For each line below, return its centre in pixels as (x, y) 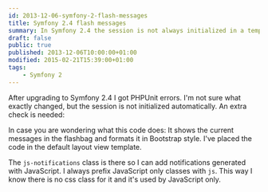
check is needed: (37, 114)
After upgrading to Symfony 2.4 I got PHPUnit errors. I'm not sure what (125, 97)
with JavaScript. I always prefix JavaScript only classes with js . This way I (130, 170)
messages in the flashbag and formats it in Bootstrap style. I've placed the (130, 138)
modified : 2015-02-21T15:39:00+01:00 (71, 61)
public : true (30, 45)
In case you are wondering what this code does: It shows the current (121, 130)
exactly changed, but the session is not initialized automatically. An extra (128, 106)
